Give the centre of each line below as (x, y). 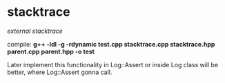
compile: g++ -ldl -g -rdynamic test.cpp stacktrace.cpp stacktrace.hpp (111, 44)
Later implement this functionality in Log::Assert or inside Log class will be (113, 64)
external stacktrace (35, 31)
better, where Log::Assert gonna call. (60, 72)
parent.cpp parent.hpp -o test (51, 51)
